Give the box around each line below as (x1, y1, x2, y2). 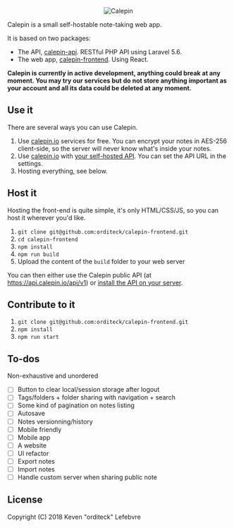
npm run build (17, 251, 59, 258)
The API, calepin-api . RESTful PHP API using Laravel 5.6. (17, 48, 182, 56)
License (7, 494, 43, 506)
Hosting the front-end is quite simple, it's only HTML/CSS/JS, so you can (7, 205, 219, 215)
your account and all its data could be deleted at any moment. (7, 84, 192, 92)
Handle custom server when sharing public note (17, 473, 157, 481)
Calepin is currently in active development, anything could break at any (7, 69, 221, 77)
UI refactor (17, 449, 49, 457)
